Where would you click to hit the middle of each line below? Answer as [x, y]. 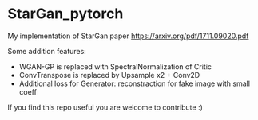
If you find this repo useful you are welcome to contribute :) [105, 107]
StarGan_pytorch [65, 14]
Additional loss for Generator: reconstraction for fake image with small [135, 83]
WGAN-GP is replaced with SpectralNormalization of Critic [115, 66]
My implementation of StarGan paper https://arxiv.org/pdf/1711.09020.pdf [128, 36]
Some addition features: [47, 51]
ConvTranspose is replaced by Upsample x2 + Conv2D [109, 75]
